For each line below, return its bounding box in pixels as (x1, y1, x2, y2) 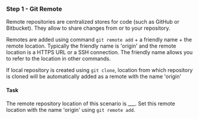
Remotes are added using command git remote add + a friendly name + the (6, 36, 192, 43)
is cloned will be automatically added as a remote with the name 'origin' (6, 73, 182, 80)
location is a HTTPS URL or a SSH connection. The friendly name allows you (6, 49, 193, 56)
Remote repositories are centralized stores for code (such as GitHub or (6, 18, 180, 26)
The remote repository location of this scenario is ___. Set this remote (6, 100, 175, 107)
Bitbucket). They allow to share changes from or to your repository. (6, 24, 170, 32)
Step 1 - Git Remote (6, 5, 62, 13)
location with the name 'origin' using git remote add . (6, 106, 135, 113)
